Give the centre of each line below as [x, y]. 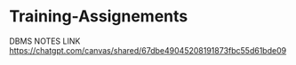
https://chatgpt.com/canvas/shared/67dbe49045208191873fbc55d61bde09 [148, 50]
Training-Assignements [99, 16]
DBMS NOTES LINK [45, 41]
